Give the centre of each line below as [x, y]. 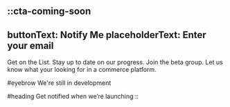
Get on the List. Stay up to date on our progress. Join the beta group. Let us [115, 62]
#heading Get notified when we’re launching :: [73, 97]
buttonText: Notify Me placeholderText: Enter [107, 35]
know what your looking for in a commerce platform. [82, 70]
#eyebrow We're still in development [59, 83]
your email [30, 45]
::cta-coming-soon [49, 11]
